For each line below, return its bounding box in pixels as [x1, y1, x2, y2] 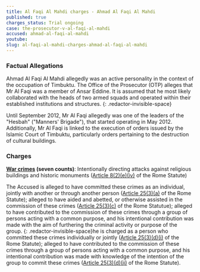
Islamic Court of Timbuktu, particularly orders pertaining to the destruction [6, 131, 189, 138]
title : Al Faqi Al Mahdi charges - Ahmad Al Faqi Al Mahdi [6, 8, 156, 15]
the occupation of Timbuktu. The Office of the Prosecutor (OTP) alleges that [6, 82, 193, 89]
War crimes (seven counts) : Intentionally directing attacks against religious [6, 165, 192, 173]
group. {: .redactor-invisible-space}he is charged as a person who [6, 227, 168, 235]
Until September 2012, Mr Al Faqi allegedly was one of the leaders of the [6, 112, 185, 119]
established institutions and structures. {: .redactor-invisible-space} [6, 101, 172, 108]
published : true [6, 14, 46, 20]
